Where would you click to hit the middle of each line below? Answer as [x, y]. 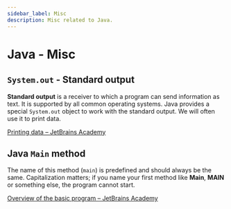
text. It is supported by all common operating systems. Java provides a [109, 104]
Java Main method [46, 153]
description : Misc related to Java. [60, 20]
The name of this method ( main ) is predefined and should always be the [109, 170]
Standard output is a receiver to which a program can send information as [113, 96]
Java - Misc [42, 54]
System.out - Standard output [71, 80]
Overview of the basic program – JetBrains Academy [83, 199]
